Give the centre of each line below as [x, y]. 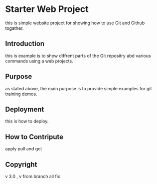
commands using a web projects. [39, 61]
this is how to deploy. [27, 121]
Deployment [25, 109]
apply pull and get [24, 149]
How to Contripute [34, 137]
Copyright [21, 164]
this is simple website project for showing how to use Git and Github [75, 23]
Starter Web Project [47, 9]
